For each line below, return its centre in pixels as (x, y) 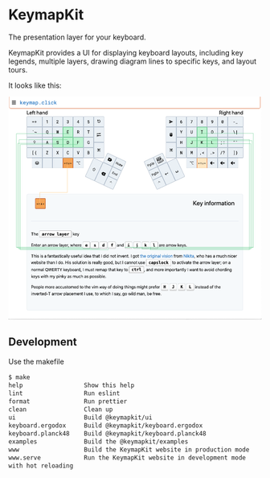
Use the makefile (36, 361)
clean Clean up (61, 409)
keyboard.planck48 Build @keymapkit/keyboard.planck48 (107, 433)
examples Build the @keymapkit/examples (98, 441)
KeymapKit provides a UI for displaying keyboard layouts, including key (126, 52)
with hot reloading (41, 466)
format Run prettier (68, 401)
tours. (18, 69)
